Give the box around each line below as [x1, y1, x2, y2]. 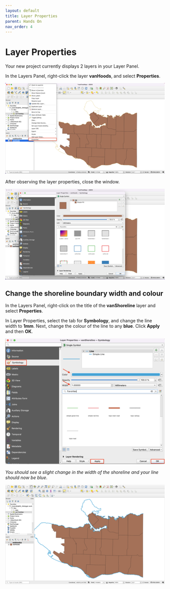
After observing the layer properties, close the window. [5, 178, 120, 184]
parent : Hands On [5, 19, 42, 24]
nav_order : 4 [5, 24, 33, 29]
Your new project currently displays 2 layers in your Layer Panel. [5, 63, 140, 69]
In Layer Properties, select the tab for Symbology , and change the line [5, 318, 152, 324]
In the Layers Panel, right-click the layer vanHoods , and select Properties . [5, 73, 161, 79]
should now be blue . [5, 475, 48, 481]
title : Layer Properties [5, 13, 58, 19]
